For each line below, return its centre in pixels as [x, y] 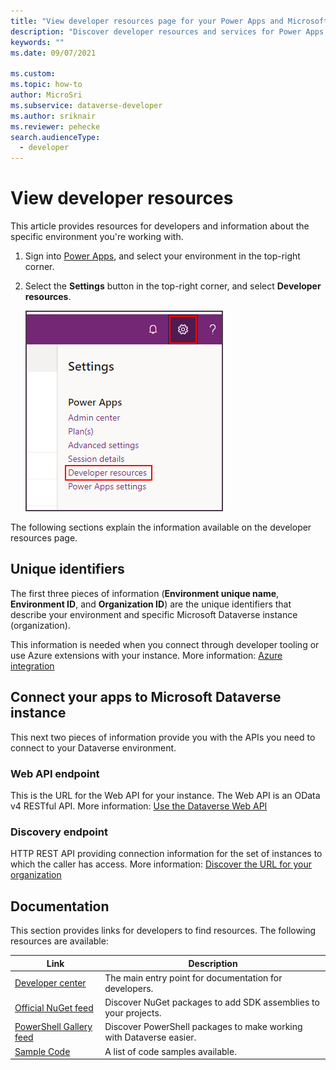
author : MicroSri [46, 95]
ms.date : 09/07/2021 [53, 53]
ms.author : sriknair [53, 116]
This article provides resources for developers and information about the [160, 226]
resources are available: [59, 941]
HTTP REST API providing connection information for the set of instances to [166, 854]
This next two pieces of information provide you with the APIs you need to [163, 737]
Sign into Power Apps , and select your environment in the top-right [162, 256]
